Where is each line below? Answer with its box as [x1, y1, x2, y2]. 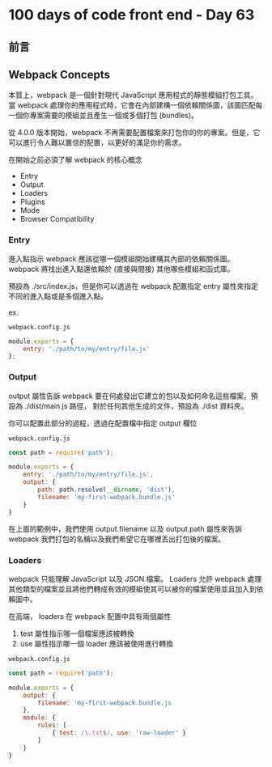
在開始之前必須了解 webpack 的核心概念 [8, 155, 143, 165]
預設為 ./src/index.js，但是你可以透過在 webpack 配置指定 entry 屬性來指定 [8, 281, 259, 290]
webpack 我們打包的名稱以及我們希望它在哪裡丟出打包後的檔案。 [8, 534, 226, 544]
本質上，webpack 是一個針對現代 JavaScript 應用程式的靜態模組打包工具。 [8, 91, 258, 100]
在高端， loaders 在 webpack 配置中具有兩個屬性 [8, 611, 172, 621]
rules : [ [37, 722, 67, 730]
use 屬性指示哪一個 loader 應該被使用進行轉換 [19, 638, 174, 648]
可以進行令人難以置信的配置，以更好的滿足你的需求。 [8, 138, 186, 147]
